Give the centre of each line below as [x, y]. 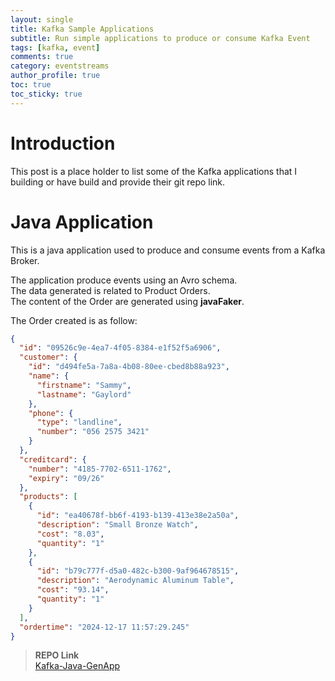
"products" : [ [48, 497]
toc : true [31, 85]
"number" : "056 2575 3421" [93, 432]
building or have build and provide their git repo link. [118, 182]
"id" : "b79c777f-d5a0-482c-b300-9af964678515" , [138, 571]
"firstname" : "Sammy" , [84, 385]
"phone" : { [51, 413]
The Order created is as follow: [74, 320]
